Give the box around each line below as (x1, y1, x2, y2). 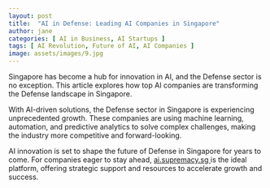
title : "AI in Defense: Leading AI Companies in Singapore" (8, 19, 220, 28)
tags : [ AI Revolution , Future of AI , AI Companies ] (8, 42, 195, 50)
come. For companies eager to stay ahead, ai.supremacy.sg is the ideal (8, 155, 247, 164)
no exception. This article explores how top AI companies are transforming (8, 80, 259, 90)
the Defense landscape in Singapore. (8, 89, 133, 98)
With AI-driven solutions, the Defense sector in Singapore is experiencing (8, 105, 255, 114)
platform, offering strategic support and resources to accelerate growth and (8, 164, 263, 173)
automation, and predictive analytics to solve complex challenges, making (8, 122, 256, 131)
